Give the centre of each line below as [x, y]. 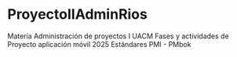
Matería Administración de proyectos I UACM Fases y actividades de [118, 36]
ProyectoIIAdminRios [78, 14]
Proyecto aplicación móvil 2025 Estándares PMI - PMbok [99, 44]
